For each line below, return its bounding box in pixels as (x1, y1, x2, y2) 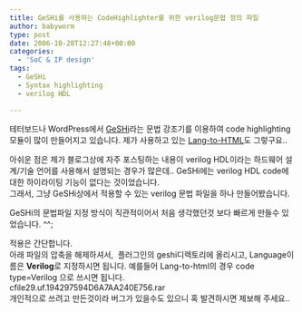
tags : (9, 64, 30, 73)
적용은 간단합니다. (9, 238, 73, 249)
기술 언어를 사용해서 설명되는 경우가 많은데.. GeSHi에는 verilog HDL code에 (19, 165, 289, 176)
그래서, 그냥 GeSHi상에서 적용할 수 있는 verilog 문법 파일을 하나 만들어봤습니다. (9, 188, 290, 199)
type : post (9, 30, 51, 39)
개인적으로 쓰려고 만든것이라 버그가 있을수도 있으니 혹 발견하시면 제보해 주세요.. (9, 292, 290, 304)
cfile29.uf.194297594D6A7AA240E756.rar (9, 282, 166, 293)
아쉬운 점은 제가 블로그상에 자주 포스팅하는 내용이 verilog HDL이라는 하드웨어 (9, 153, 284, 164)
